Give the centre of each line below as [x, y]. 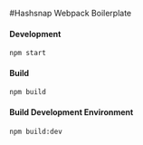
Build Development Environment [71, 112]
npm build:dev [36, 131]
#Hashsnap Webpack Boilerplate [71, 13]
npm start [28, 53]
